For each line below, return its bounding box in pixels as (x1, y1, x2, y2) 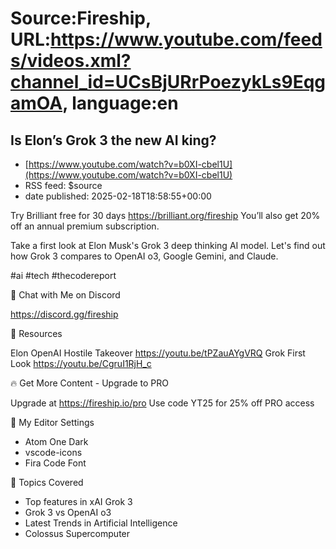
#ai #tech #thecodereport (10, 270, 117, 281)
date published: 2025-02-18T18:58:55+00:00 (24, 190, 212, 202)
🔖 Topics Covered (10, 477, 84, 488)
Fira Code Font (24, 457, 87, 469)
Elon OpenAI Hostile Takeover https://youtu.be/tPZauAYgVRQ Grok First (10, 347, 306, 359)
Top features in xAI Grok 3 (24, 496, 133, 507)
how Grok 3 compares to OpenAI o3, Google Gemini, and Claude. (10, 250, 279, 262)
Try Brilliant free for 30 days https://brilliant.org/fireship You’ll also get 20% (10, 210, 321, 221)
